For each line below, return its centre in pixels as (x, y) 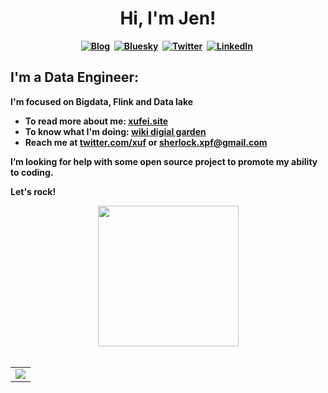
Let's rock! (33, 191)
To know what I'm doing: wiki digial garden (115, 131)
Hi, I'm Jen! (168, 18)
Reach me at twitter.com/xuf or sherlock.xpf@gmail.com (146, 142)
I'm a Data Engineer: (75, 77)
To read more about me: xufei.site (96, 121)
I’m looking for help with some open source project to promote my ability (164, 161)
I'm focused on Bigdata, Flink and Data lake (102, 101)
